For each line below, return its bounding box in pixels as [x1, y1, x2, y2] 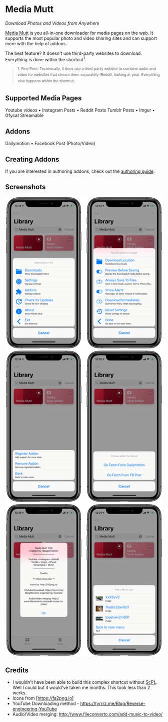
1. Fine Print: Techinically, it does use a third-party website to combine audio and [17, 66, 156, 71]
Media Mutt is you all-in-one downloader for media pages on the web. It [5, 30, 153, 36]
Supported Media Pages [5, 94, 82, 102]
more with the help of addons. [5, 40, 67, 46]
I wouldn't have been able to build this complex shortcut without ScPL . [12, 679, 158, 685]
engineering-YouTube [12, 706, 57, 712]
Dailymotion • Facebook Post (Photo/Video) [5, 141, 95, 147]
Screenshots [5, 183, 46, 191]
